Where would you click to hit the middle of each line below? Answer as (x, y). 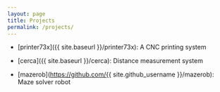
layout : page (26, 14)
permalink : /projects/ (41, 27)
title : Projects (31, 21)
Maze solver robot (44, 82)
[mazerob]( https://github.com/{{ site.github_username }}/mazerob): (116, 74)
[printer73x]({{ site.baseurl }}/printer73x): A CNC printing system (112, 47)
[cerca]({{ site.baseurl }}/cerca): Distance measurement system (110, 61)
